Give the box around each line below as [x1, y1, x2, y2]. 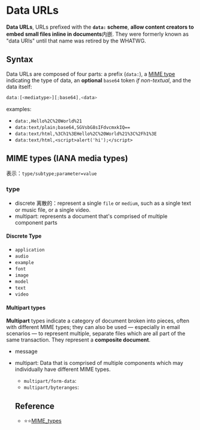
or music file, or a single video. [14, 206, 91, 213]
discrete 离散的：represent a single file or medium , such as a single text [14, 199, 192, 207]
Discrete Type [6, 232, 42, 239]
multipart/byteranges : [23, 383, 79, 391]
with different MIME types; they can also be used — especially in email [6, 324, 180, 331]
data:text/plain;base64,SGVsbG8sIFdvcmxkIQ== [14, 124, 130, 130]
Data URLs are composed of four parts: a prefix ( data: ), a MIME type [6, 70, 176, 78]
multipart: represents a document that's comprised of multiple [14, 213, 168, 220]
